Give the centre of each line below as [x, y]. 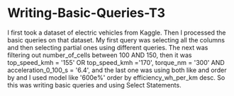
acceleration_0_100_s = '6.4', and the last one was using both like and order [117, 70]
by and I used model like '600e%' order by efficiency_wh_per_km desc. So [116, 77]
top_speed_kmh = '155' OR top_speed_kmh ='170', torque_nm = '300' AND [116, 62]
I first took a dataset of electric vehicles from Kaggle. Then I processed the [117, 32]
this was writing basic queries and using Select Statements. [95, 85]
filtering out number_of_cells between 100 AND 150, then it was [100, 55]
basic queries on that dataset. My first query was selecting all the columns [116, 40]
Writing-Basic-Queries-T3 [86, 13]
